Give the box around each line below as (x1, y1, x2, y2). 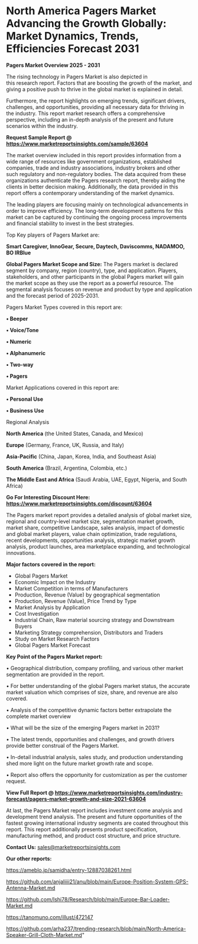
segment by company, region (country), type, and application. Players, (6, 267, 178, 274)
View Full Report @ (6, 789, 54, 796)
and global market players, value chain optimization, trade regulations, (6, 530, 177, 537)
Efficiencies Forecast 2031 (6, 42, 139, 56)
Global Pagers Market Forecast (14, 642, 90, 649)
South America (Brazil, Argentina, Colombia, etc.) (6, 464, 128, 471)
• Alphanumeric (6, 349, 46, 356)
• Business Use (6, 407, 44, 414)
